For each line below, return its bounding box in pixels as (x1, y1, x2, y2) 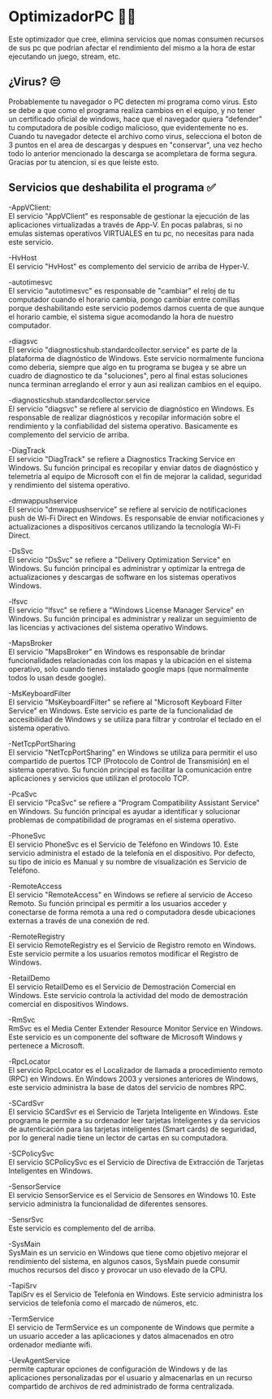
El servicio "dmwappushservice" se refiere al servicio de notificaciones (8, 504, 248, 514)
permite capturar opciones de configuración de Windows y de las (8, 1364, 228, 1374)
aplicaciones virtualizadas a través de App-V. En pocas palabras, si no (8, 220, 244, 229)
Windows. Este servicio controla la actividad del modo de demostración (8, 990, 248, 1000)
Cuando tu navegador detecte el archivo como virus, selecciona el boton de (8, 131, 262, 141)
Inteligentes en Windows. (8, 1166, 93, 1175)
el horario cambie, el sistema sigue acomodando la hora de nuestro (8, 312, 234, 321)
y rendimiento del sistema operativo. (8, 480, 131, 490)
